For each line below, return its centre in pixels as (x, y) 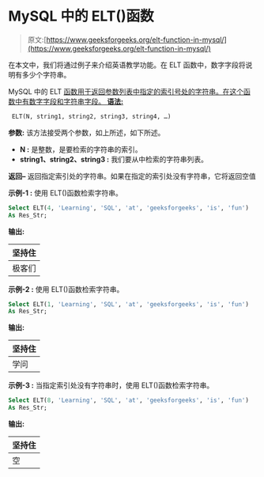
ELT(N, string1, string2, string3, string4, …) (91, 116)
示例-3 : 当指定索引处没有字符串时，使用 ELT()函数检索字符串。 (111, 385)
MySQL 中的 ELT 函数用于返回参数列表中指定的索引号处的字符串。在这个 (126, 91)
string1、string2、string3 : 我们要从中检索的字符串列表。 (113, 159)
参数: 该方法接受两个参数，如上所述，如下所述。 (87, 132)
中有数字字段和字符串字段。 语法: (69, 101)
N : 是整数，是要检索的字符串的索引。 (81, 149)
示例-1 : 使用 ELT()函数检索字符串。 (65, 193)
